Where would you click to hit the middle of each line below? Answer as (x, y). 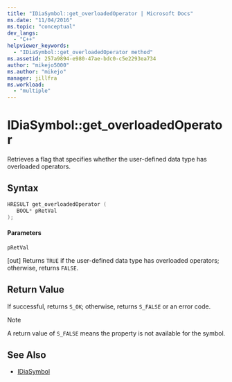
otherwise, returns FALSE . (43, 268)
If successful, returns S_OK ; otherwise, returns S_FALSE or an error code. (109, 306)
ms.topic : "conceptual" (42, 26)
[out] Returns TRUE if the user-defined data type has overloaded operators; (113, 260)
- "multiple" (32, 91)
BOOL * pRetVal (37, 211)
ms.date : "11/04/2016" (40, 20)
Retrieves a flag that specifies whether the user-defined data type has (107, 159)
